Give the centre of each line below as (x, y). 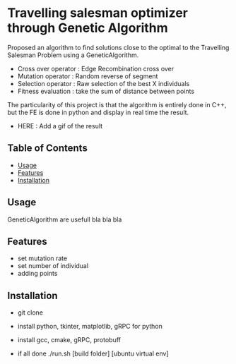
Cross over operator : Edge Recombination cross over (96, 68)
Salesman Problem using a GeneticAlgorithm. (73, 55)
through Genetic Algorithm (88, 28)
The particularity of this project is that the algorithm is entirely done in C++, (117, 104)
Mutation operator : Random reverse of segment (88, 76)
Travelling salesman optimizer (98, 13)
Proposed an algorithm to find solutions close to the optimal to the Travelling (118, 47)
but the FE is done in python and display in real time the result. (98, 112)
